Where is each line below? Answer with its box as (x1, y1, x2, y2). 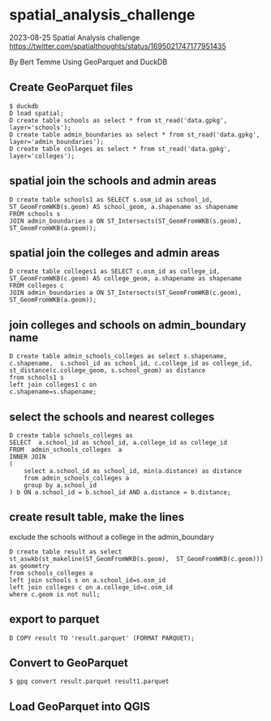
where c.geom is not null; (9, 590, 101, 598)
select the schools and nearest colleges (9, 410, 215, 423)
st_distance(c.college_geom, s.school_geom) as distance (9, 367, 206, 375)
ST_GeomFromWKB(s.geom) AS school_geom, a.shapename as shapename (9, 202, 239, 211)
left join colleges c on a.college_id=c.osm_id (9, 583, 174, 591)
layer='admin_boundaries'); (9, 137, 105, 146)
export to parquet (9, 612, 100, 627)
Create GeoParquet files (9, 80, 133, 94)
